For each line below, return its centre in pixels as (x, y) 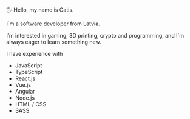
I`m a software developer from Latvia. (53, 24)
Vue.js (23, 85)
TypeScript (29, 72)
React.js (25, 78)
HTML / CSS (31, 104)
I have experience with (35, 54)
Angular (25, 91)
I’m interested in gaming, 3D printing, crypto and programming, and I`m (95, 36)
